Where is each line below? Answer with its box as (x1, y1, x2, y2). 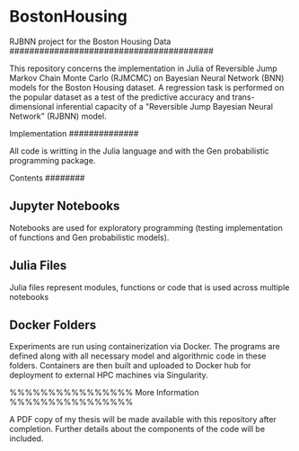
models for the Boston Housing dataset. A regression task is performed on (9, 82, 285, 93)
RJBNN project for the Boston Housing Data (9, 36, 171, 47)
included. (9, 433, 44, 444)
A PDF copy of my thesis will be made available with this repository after (9, 414, 277, 425)
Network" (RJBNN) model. (9, 111, 107, 121)
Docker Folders (9, 317, 97, 332)
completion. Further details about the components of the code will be (9, 424, 266, 435)
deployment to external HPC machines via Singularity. (9, 370, 208, 381)
